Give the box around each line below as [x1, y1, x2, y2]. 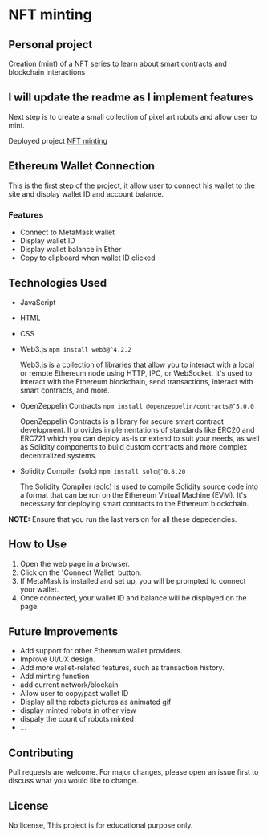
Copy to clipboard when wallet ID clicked [19, 253, 156, 262]
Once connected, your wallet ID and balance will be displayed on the [19, 592, 247, 603]
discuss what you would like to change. [8, 776, 139, 786]
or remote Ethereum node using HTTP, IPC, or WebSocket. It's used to [19, 368, 253, 378]
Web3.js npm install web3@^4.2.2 [19, 344, 132, 354]
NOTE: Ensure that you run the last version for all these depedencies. [8, 514, 237, 523]
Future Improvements [8, 624, 119, 638]
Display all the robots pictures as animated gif [19, 697, 172, 707]
